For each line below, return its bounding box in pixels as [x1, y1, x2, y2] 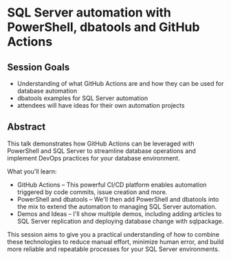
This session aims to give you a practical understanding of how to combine [7, 230, 220, 238]
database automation [16, 87, 78, 95]
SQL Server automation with [7, 5, 172, 21]
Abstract [7, 121, 46, 133]
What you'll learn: [7, 167, 57, 176]
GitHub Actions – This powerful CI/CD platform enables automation [16, 180, 208, 189]
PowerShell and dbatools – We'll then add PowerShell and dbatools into [16, 195, 219, 203]
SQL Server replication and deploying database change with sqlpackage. [16, 217, 224, 225]
